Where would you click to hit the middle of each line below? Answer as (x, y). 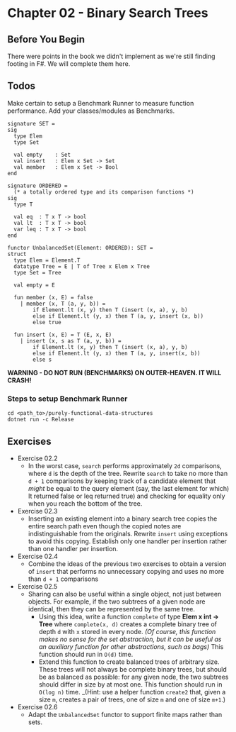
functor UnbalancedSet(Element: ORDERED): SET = (80, 248)
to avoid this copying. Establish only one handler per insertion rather (128, 541)
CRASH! (19, 380)
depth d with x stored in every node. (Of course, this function (127, 631)
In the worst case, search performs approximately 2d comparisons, (125, 465)
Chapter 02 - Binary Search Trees (108, 13)
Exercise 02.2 (37, 458)
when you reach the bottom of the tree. (85, 503)
